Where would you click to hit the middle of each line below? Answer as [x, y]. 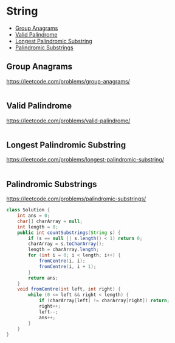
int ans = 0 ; [34, 216]
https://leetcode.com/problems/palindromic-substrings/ [76, 199]
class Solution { [28, 210]
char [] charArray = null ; [50, 221]
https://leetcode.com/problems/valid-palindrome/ [68, 121]
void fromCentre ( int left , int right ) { [69, 289]
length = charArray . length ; [63, 250]
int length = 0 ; [38, 227]
